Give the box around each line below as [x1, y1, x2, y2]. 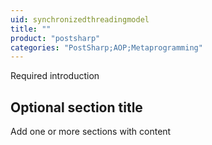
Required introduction [10, 70, 100, 82]
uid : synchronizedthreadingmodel [10, 14, 150, 25]
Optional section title [10, 99, 143, 116]
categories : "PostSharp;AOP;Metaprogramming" [10, 42, 203, 53]
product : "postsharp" [10, 33, 101, 43]
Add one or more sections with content [10, 126, 172, 138]
